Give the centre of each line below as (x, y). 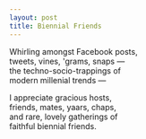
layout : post (34, 17)
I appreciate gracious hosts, (60, 97)
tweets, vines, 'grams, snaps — (67, 61)
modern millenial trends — (58, 80)
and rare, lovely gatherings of (64, 117)
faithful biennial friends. (53, 126)
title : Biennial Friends (56, 26)
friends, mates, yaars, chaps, (63, 107)
